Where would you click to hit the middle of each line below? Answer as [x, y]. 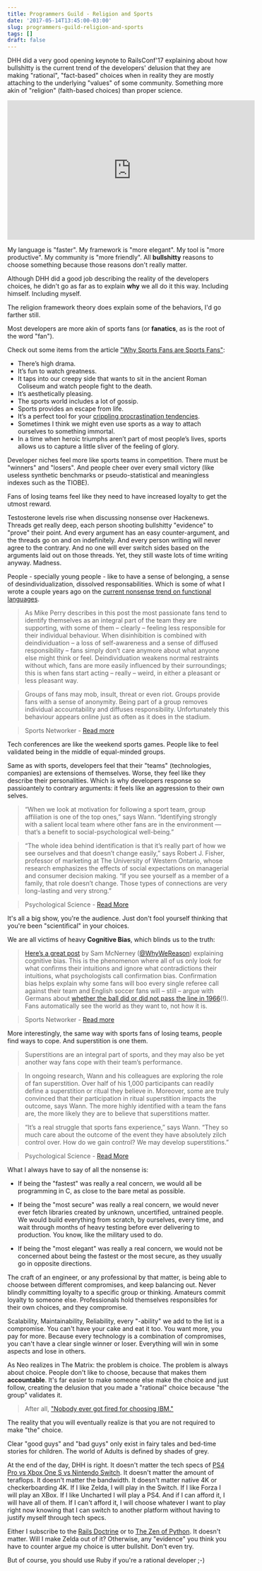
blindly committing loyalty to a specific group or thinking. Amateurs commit [117, 1293]
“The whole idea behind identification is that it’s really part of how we [125, 846]
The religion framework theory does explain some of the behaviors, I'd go [114, 307]
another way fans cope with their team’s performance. [103, 1062]
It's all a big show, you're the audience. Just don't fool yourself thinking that [118, 919]
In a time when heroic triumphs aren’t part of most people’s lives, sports [122, 439]
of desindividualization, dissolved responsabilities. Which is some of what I [116, 584]
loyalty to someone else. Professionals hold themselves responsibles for [112, 1300]
